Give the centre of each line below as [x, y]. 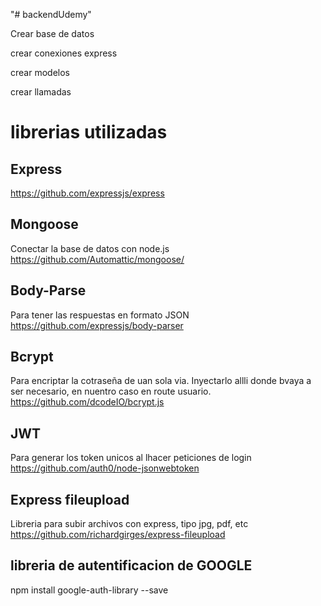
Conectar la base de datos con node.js [90, 248]
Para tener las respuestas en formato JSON [100, 315]
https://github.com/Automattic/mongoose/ [97, 259]
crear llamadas [41, 92]
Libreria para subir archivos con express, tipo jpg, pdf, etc [129, 524]
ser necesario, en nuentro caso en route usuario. [111, 391]
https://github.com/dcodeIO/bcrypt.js [87, 402]
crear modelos [40, 72]
